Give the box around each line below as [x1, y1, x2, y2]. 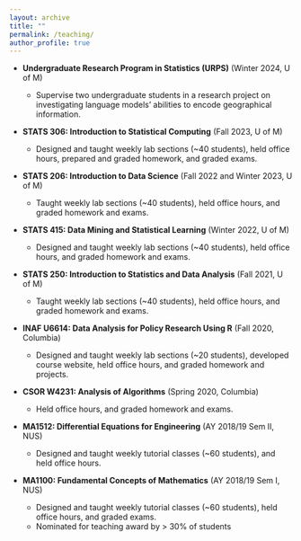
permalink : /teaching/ [9, 30, 94, 39]
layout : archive [9, 13, 70, 22]
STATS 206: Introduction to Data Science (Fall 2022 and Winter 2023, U [22, 171, 293, 182]
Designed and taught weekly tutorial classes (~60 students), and [35, 448, 276, 459]
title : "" [9, 22, 47, 31]
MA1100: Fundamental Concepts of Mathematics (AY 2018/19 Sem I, [22, 475, 280, 486]
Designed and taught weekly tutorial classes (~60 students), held [35, 502, 279, 513]
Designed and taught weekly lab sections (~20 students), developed [35, 350, 289, 360]
